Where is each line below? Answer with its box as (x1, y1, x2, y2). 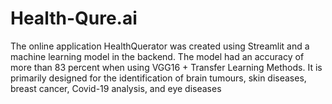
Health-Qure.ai (10, 7, 138, 30)
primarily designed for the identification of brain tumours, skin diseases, (10, 72, 307, 84)
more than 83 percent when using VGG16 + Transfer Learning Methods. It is (10, 61, 323, 73)
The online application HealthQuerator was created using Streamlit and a (10, 40, 310, 52)
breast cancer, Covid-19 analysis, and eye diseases (10, 82, 222, 94)
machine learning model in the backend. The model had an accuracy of (10, 50, 305, 62)
